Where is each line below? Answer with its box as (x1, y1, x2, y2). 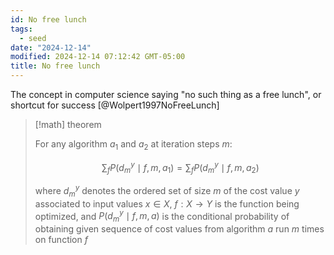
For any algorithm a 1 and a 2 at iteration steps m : (34, 138, 233, 152)
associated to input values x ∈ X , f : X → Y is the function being (34, 197, 300, 210)
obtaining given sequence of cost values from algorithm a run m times (34, 223, 325, 235)
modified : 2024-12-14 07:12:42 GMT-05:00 (10, 52, 186, 62)
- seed (19, 33, 47, 43)
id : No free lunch (10, 14, 87, 25)
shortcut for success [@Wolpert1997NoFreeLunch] (10, 99, 220, 111)
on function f (34, 234, 88, 246)
